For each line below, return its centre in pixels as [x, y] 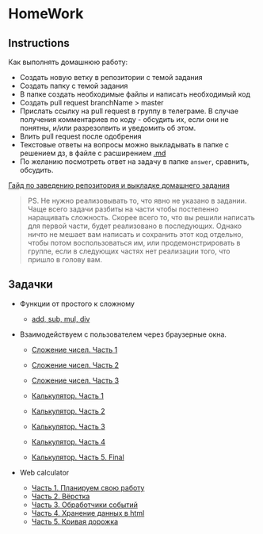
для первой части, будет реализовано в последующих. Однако [135, 226]
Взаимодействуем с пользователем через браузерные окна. [123, 334]
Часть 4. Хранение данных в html [88, 513]
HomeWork [46, 14]
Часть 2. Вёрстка [61, 496]
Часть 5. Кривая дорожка [75, 521]
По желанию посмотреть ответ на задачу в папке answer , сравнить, [134, 162]
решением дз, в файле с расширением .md [93, 153]
